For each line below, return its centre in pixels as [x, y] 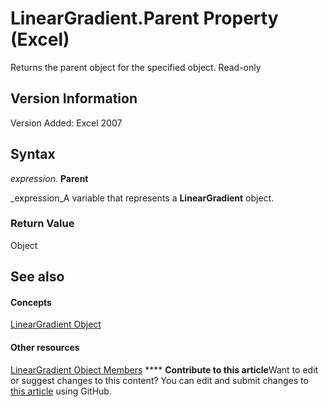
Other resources [45, 348]
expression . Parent [49, 178]
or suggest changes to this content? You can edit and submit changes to [159, 380]
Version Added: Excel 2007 [66, 123]
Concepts [31, 302]
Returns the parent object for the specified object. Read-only [136, 67]
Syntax [33, 154]
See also [37, 277]
